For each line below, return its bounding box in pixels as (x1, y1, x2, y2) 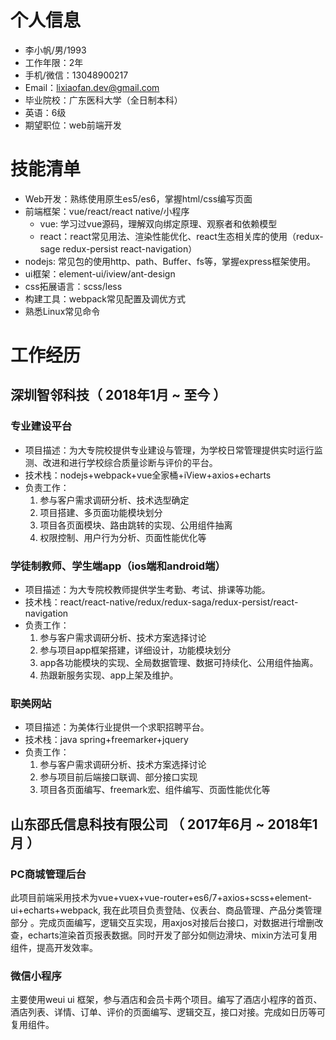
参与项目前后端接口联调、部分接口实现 (39, 771, 198, 783)
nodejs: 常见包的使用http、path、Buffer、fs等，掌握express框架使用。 (24, 255, 316, 267)
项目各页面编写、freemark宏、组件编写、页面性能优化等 (39, 784, 271, 796)
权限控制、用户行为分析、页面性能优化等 (39, 531, 207, 543)
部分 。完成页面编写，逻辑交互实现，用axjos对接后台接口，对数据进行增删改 (10, 917, 324, 929)
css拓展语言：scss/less (24, 280, 123, 292)
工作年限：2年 (24, 56, 84, 68)
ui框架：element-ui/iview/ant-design (24, 267, 176, 280)
